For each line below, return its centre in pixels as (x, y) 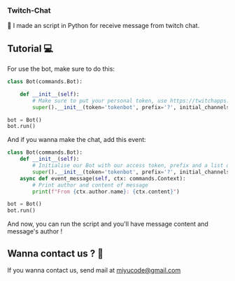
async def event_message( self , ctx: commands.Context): (103, 178)
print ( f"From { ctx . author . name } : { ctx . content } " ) (106, 192)
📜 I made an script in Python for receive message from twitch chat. (104, 26)
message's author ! (35, 231)
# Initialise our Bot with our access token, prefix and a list (128, 166)
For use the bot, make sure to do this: (61, 69)
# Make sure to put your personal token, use (100, 101)
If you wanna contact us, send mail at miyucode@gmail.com (94, 271)
